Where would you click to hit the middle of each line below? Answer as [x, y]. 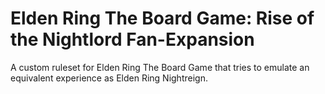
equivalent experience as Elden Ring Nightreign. [109, 78]
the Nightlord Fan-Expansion [132, 39]
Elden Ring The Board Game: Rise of [162, 18]
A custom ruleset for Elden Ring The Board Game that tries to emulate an [160, 67]
